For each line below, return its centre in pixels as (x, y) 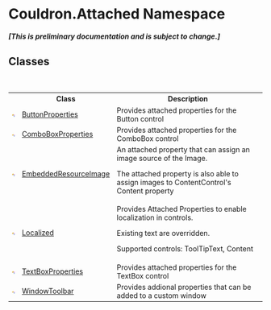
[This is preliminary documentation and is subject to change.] (114, 36)
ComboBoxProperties (57, 134)
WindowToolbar (48, 291)
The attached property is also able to (178, 174)
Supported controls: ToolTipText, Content (185, 249)
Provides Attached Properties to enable (182, 209)
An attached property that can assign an (183, 149)
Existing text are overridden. (163, 234)
